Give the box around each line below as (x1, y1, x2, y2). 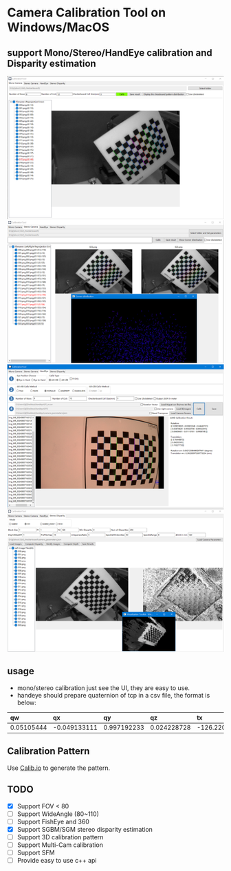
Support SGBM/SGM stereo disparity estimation (16, 825, 153, 833)
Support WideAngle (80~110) (16, 810, 100, 818)
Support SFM (16, 848, 55, 857)
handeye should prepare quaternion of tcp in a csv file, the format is (16, 691, 210, 699)
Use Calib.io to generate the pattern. (7, 764, 111, 772)
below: (16, 698, 36, 707)
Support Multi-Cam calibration (16, 841, 103, 849)
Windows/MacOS (7, 19, 110, 35)
